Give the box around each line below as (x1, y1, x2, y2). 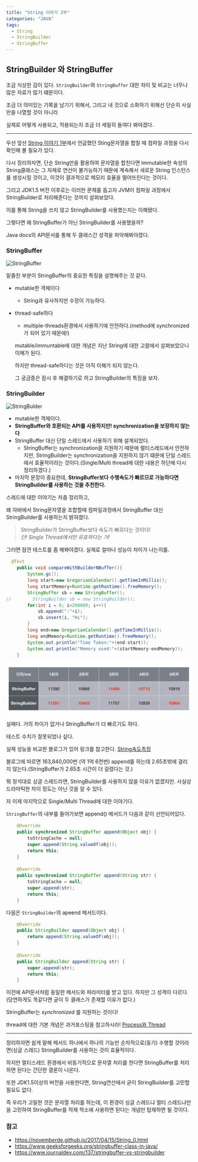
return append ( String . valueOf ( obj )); (27, 934, 120, 940)
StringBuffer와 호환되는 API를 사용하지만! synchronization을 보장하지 (14, 422, 180, 430)
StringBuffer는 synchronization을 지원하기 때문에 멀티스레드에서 (23, 445, 174, 452)
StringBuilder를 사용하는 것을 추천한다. (14, 481, 106, 489)
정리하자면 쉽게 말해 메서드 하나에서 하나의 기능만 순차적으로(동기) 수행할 (6, 1039, 174, 1046)
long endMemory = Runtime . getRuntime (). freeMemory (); (27, 633, 157, 639)
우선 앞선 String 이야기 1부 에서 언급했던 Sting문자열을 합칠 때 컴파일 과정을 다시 (6, 139, 189, 146)
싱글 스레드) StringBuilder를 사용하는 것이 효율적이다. (12, 1046, 136, 1054)
